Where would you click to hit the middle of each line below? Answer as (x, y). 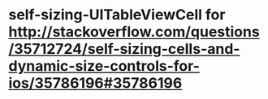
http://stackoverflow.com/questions (134, 32)
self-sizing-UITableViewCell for (117, 15)
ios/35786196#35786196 (95, 83)
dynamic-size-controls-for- (104, 66)
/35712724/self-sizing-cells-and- (124, 49)
